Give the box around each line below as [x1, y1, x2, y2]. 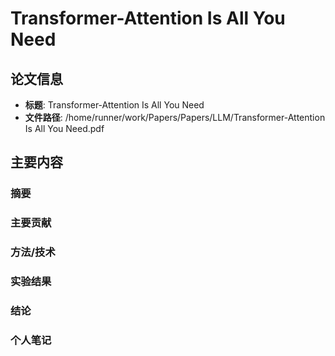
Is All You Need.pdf [24, 123, 105, 134]
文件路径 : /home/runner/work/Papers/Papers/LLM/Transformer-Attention [24, 112, 326, 123]
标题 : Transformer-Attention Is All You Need [24, 99, 205, 111]
